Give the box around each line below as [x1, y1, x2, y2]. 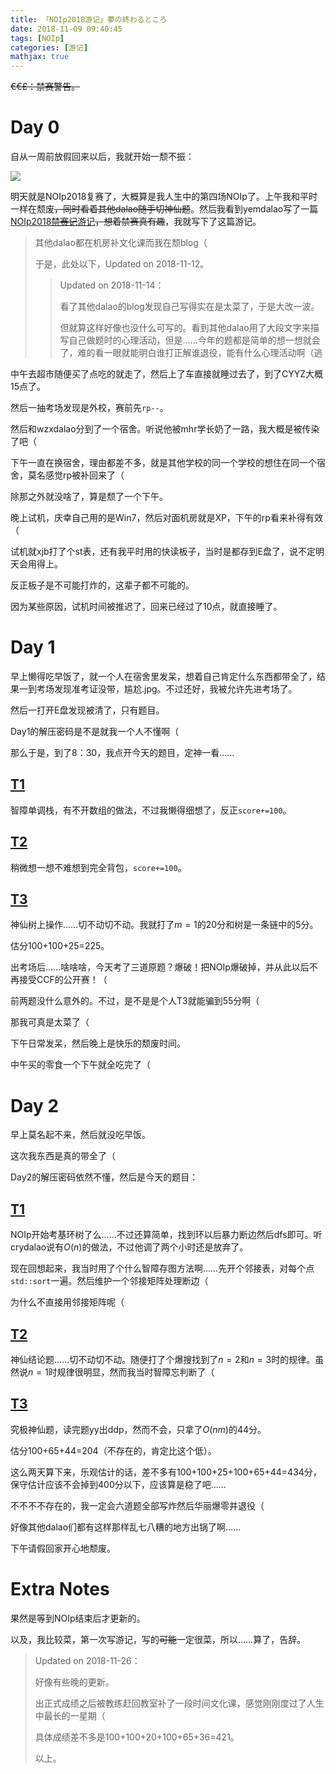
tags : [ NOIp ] [10, 33, 65, 43]
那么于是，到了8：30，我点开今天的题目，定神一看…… [10, 747, 235, 758]
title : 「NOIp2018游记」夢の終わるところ [10, 14, 168, 25]
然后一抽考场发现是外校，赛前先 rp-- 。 [10, 402, 169, 414]
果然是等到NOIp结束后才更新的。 [10, 1612, 146, 1624]
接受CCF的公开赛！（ [18, 974, 108, 986]
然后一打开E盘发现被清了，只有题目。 [10, 704, 165, 716]
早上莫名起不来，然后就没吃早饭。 [10, 1129, 151, 1141]
